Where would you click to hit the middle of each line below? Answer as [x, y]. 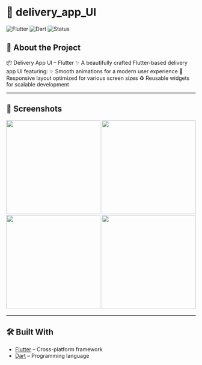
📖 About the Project [44, 48]
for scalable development [38, 84]
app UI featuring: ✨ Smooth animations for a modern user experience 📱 [95, 71]
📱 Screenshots [34, 109]
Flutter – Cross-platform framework [59, 349]
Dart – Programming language [52, 356]
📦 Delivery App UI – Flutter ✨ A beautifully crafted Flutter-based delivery [97, 62]
